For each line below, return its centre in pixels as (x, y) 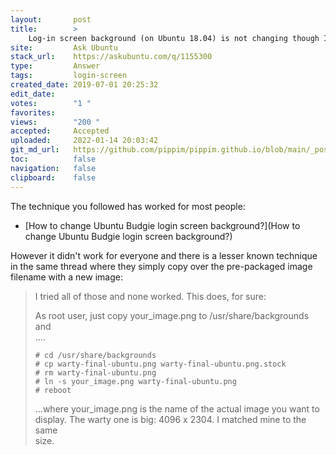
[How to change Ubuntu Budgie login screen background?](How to (162, 225)
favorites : (33, 112)
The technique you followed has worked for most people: (128, 206)
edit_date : (33, 94)
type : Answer (55, 66)
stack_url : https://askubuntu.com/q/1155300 (111, 57)
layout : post (51, 19)
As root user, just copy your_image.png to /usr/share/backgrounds (172, 315)
